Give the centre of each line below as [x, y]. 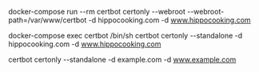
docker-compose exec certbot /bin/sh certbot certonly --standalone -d [126, 36]
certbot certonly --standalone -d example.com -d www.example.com [122, 60]
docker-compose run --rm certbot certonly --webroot [97, 12]
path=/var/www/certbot [48, 20]
